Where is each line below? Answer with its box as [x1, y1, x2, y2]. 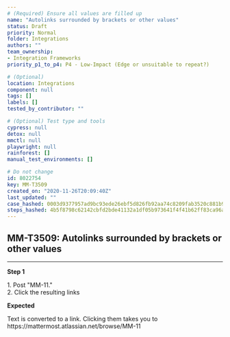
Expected [7, 301, 36, 310]
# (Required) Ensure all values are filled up [7, 10, 142, 17]
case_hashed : [7, 200, 44, 207]
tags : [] [7, 93, 32, 100]
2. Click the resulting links [7, 288, 80, 296]
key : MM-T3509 [7, 181, 48, 188]
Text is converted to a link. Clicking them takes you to [7, 314, 158, 323]
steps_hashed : [7, 207, 48, 213]
